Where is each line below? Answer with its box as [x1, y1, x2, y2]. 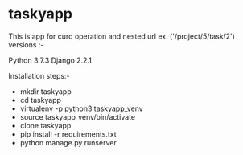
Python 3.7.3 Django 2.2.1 [8, 55, 93, 65]
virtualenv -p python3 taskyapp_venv [19, 104, 143, 113]
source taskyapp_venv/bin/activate [19, 112, 135, 121]
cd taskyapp [19, 95, 62, 104]
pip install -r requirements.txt [19, 129, 117, 139]
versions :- [8, 39, 44, 49]
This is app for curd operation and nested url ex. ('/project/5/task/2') [8, 31, 236, 41]
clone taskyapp [19, 120, 72, 130]
